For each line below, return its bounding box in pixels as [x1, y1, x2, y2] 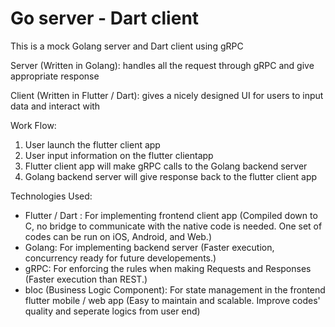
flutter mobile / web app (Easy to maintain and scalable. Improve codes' [24, 294, 321, 306]
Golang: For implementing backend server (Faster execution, [24, 241, 275, 253]
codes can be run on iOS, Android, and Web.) [24, 230, 213, 242]
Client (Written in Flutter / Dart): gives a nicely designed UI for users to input [10, 89, 324, 101]
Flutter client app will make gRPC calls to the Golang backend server [24, 160, 308, 172]
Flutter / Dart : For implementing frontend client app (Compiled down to [24, 209, 318, 221]
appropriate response [10, 70, 100, 82]
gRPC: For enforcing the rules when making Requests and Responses [24, 262, 312, 274]
